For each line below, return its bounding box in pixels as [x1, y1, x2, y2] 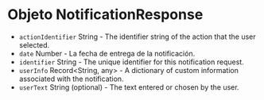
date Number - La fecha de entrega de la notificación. [18, 48, 196, 58]
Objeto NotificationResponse [7, 6, 204, 24]
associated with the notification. [18, 74, 124, 83]
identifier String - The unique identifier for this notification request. [18, 57, 244, 67]
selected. [18, 40, 50, 49]
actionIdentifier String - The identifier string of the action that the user [18, 32, 256, 41]
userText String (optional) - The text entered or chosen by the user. [18, 82, 239, 92]
